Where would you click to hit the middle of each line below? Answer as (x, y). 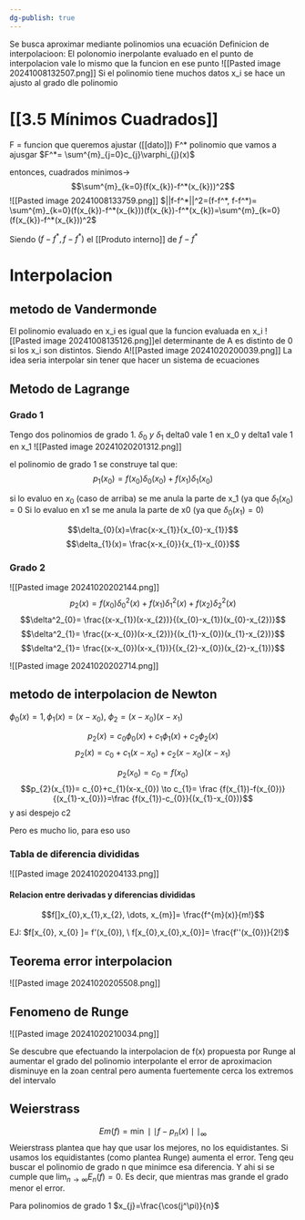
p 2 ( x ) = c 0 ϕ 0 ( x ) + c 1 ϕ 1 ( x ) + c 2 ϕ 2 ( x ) (153, 737)
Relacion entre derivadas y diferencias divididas (102, 895)
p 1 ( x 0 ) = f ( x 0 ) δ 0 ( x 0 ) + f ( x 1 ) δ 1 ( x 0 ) (153, 479)
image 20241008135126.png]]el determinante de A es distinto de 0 (168, 341)
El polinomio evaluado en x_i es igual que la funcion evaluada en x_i (136, 331)
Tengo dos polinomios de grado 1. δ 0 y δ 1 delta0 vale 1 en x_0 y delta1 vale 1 (152, 436)
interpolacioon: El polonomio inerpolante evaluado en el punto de (132, 53)
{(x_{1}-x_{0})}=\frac (91, 798)
